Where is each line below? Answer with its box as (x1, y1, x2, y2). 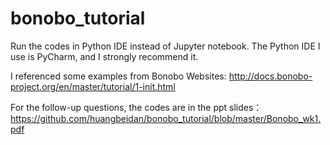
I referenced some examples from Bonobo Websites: (10, 70, 227, 82)
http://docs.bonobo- (228, 70, 313, 82)
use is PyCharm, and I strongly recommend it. (10, 50, 199, 62)
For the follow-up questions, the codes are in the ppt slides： (10, 101, 263, 113)
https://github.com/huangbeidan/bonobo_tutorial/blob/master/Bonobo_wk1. (10, 112, 322, 124)
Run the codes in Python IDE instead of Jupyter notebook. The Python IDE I (10, 40, 321, 52)
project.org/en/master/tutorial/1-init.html (10, 80, 176, 92)
